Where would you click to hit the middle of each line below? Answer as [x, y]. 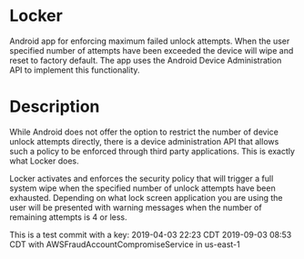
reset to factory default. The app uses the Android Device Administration [146, 60]
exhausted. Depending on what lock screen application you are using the [146, 197]
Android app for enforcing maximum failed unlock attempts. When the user [150, 41]
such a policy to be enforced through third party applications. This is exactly [152, 151]
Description [55, 107]
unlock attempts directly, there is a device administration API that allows [144, 141]
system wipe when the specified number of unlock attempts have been [142, 188]
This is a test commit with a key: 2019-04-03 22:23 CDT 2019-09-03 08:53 [151, 234]
